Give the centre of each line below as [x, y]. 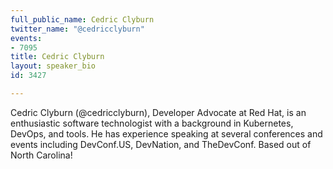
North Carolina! [41, 155]
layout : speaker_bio [53, 66]
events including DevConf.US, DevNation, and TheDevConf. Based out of [161, 144]
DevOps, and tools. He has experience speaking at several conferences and [166, 133]
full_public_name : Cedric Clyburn [82, 19]
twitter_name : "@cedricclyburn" [77, 29]
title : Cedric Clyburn [57, 57]
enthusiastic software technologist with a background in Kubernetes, [152, 123]
